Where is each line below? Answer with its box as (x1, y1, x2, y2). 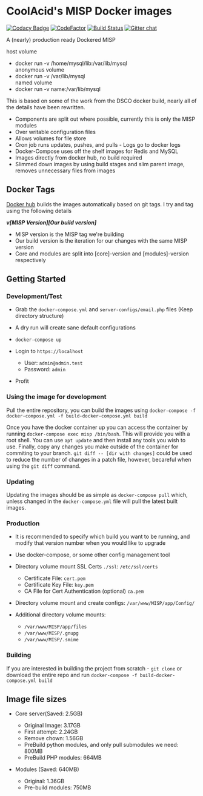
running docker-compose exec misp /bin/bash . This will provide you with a (6, 430, 190, 437)
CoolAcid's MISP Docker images (6, 4, 172, 18)
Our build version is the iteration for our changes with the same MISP (15, 237, 188, 244)
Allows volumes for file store (15, 135, 87, 142)
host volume (6, 47, 38, 55)
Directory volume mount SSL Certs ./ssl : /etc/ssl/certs (15, 563, 158, 570)
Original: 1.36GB (24, 778, 65, 785)
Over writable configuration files (15, 128, 96, 135)
